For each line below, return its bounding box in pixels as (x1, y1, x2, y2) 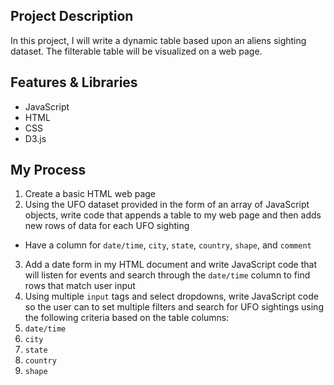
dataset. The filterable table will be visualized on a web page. (10, 45, 263, 57)
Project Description (10, 8, 134, 25)
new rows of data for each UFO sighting (24, 220, 190, 232)
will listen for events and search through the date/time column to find (24, 269, 311, 281)
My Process (10, 162, 87, 179)
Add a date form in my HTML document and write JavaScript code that (24, 259, 318, 271)
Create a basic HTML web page (24, 188, 156, 200)
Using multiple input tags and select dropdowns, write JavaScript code (24, 290, 319, 303)
